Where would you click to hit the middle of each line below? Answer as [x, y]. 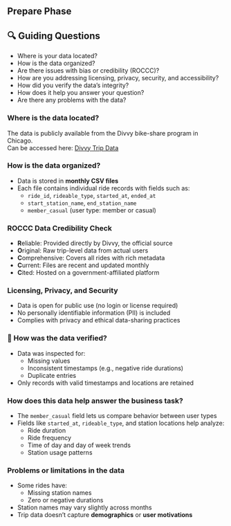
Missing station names [59, 493]
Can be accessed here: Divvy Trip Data [63, 147]
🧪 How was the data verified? [57, 338]
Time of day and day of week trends [79, 445]
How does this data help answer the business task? [95, 401]
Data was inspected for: [51, 353]
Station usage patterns [60, 452]
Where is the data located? [53, 118]
